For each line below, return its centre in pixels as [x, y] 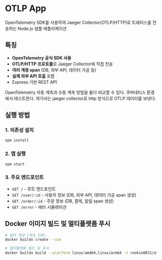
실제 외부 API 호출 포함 [33, 76]
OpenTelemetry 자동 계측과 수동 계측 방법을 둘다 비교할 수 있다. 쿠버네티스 [75, 92]
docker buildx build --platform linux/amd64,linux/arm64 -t [67, 253]
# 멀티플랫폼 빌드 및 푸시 [27, 248]
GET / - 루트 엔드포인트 [34, 189]
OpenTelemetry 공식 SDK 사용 [41, 58]
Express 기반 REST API [34, 82]
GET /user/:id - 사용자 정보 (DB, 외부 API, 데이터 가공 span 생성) [74, 195]
